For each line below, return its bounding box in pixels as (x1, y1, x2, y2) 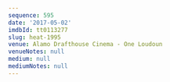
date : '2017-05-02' (8, 19, 72, 27)
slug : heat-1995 (8, 33, 61, 41)
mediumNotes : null (8, 62, 68, 70)
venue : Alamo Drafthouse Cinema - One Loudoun (8, 41, 163, 48)
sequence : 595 (8, 11, 55, 20)
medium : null (8, 55, 51, 63)
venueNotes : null (8, 48, 65, 55)
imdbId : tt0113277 (8, 26, 68, 34)
